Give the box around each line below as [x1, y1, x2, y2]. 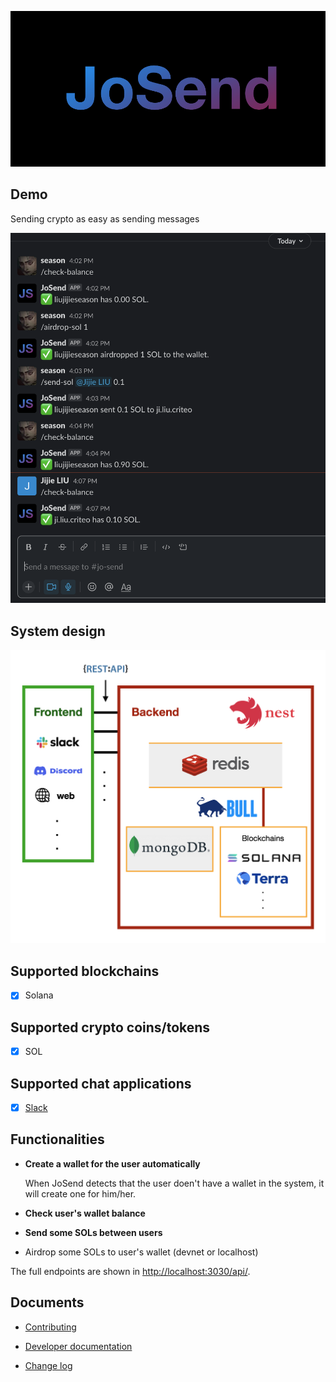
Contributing [24, 1321, 77, 1333]
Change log [24, 1359, 73, 1371]
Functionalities [10, 1131, 105, 1148]
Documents [10, 1294, 85, 1311]
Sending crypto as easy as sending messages [10, 212, 200, 225]
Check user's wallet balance [24, 1207, 146, 1219]
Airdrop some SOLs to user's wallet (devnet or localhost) [24, 1246, 259, 1258]
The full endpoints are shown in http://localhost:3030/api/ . [10, 1265, 251, 1277]
